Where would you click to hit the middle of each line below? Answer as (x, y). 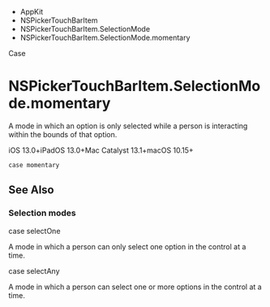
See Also (31, 190)
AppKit (32, 12)
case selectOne (34, 231)
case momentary (34, 165)
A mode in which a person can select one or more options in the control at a (135, 287)
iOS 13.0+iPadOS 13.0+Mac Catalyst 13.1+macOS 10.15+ (101, 150)
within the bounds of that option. (63, 134)
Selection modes (42, 213)
